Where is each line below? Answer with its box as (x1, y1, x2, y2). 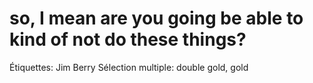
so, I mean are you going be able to (9, 7, 304, 30)
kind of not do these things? (9, 28, 247, 51)
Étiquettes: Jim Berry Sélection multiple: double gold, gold (9, 61, 249, 73)
